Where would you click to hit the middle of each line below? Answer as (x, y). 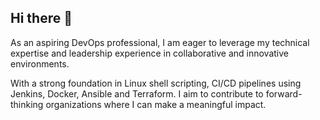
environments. (40, 63)
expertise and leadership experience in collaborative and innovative (149, 53)
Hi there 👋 (41, 18)
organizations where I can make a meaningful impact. (156, 104)
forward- (284, 93)
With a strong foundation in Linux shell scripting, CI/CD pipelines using (156, 83)
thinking (27, 104)
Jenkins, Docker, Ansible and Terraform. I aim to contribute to (137, 93)
